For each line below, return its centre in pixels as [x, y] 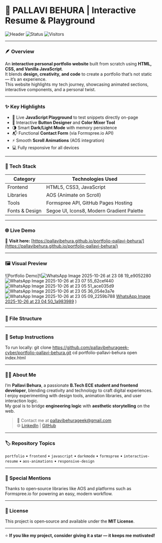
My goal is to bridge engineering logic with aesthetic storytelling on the [78, 406]
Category [25, 179]
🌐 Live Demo [20, 230]
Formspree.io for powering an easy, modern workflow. [59, 494]
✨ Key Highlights [25, 107]
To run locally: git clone [28, 348]
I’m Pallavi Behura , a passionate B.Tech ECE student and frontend [72, 386]
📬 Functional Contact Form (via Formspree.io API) [63, 133]
